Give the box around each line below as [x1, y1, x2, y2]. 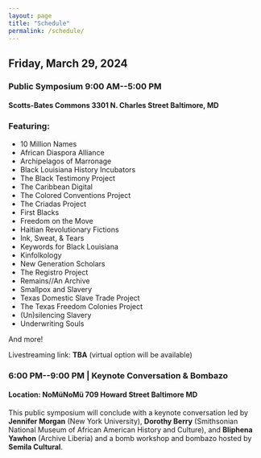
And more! [8, 334, 43, 344]
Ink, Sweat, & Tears [19, 233, 85, 242]
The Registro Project [19, 267, 89, 277]
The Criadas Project [19, 199, 87, 208]
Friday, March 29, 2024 [8, 56, 128, 70]
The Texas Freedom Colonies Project [19, 301, 143, 311]
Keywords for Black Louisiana [19, 241, 119, 251]
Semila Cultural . [8, 442, 63, 452]
